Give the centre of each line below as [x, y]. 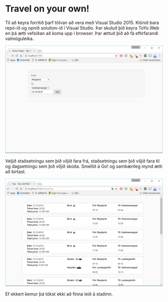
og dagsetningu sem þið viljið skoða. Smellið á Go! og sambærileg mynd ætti [84, 166]
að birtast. [15, 171]
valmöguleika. [19, 39]
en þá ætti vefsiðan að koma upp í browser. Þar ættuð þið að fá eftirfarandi [82, 33]
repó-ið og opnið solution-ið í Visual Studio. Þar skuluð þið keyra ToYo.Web [82, 28]
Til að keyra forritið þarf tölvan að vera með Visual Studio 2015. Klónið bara [82, 23]
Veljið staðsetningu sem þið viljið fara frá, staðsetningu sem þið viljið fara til [82, 161]
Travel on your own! [47, 9]
